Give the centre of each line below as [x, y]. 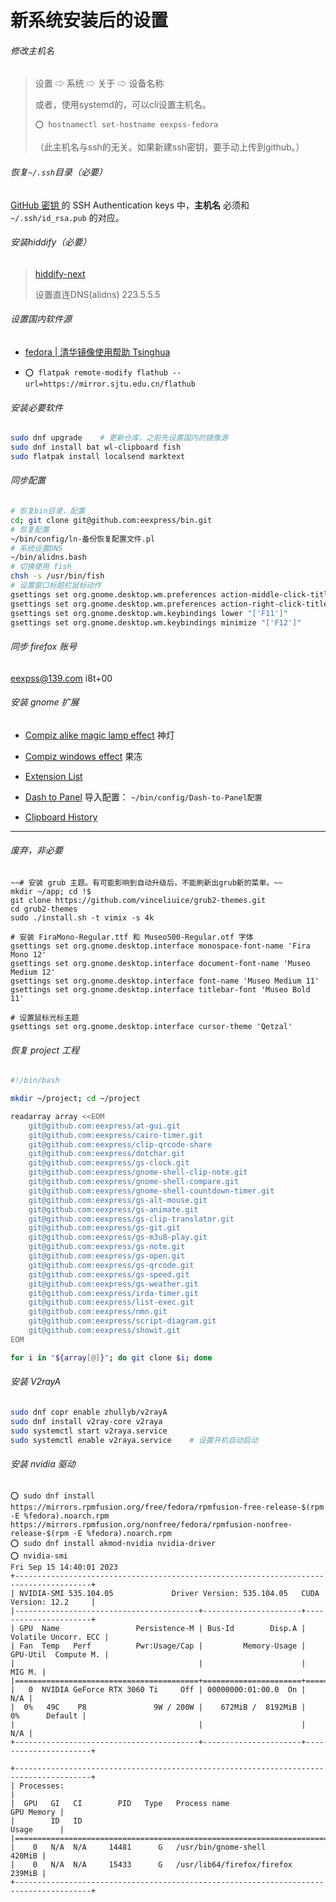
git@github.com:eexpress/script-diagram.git [122, 1321]
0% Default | [48, 1716]
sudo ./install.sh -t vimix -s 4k [82, 918]
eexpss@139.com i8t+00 [61, 678]
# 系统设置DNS [36, 548]
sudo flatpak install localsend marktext [98, 456]
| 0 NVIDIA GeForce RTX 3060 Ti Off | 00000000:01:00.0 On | [158, 1689]
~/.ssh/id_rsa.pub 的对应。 [67, 217]
